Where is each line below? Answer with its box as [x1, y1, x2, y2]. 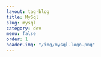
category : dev [6, 25, 42, 31]
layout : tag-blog [6, 8, 50, 15]
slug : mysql [6, 20, 36, 26]
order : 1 [6, 36, 28, 42]
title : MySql [6, 14, 39, 20]
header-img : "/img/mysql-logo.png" [6, 42, 96, 48]
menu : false [6, 31, 36, 37]
